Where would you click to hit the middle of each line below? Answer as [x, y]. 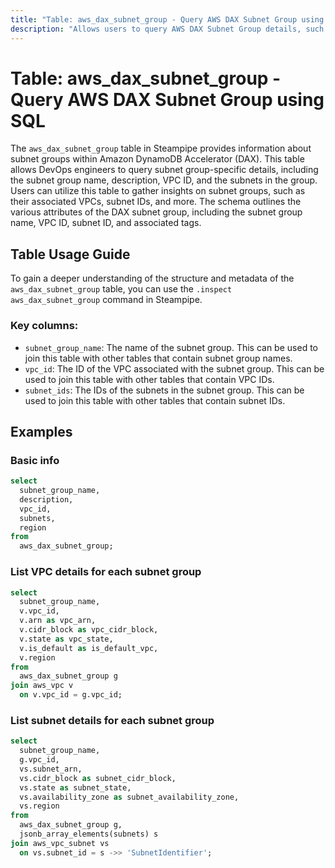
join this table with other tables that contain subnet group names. [158, 358]
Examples [41, 431]
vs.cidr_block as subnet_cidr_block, [98, 778]
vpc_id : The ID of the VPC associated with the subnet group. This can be [174, 368]
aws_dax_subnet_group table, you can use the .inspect [121, 289]
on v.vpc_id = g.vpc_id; [71, 695]
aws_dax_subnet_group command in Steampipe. [106, 300]
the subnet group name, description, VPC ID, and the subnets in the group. [164, 180]
